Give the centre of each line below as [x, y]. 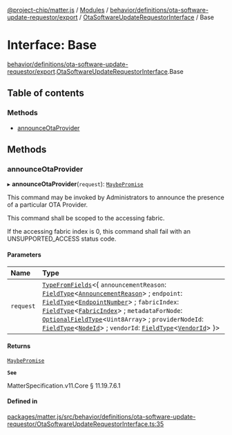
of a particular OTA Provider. [48, 205]
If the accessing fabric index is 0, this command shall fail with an [99, 232]
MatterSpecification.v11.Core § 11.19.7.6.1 [64, 385]
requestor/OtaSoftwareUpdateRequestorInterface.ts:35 [86, 424]
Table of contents [46, 93]
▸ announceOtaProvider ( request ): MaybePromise [75, 184]
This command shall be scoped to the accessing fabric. [86, 218]
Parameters [24, 254]
